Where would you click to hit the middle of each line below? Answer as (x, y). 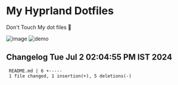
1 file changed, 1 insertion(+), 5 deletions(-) (70, 76)
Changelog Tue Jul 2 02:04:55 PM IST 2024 (89, 57)
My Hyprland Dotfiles (60, 11)
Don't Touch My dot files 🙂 (39, 27)
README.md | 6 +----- (35, 71)
